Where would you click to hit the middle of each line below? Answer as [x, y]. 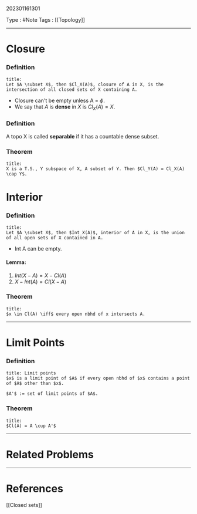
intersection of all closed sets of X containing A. [72, 90]
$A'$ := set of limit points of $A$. [52, 394]
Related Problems [50, 454]
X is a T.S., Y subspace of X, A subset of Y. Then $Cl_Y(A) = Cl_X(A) [95, 169]
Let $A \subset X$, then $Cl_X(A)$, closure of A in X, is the [85, 84]
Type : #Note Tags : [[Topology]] [45, 20]
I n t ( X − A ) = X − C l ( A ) [40, 275]
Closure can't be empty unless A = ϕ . [60, 101]
